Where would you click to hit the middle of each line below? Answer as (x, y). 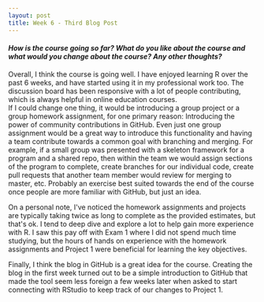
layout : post (30, 15)
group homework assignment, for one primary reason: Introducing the (121, 116)
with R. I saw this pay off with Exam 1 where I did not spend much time (122, 232)
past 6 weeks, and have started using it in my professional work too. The (126, 82)
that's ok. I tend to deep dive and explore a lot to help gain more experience (131, 224)
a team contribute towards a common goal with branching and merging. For (131, 141)
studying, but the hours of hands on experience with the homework (117, 240)
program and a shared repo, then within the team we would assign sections (130, 158)
